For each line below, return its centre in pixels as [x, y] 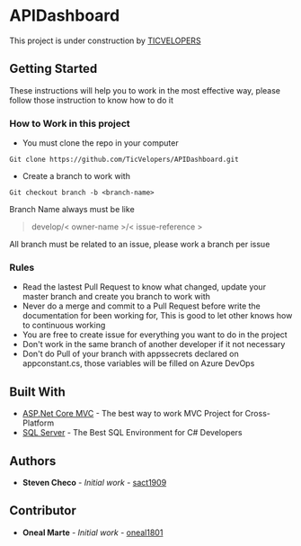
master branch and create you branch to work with [116, 297]
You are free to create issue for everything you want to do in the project [155, 335]
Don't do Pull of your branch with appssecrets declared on [131, 354]
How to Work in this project [70, 123]
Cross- [258, 414]
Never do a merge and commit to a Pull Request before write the [141, 306]
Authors [33, 461]
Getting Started [53, 69]
